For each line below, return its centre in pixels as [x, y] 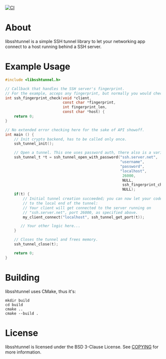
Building [22, 278]
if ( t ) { [22, 194]
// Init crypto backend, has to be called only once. [70, 139]
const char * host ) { [84, 112]
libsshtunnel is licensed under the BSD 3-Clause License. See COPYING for [82, 347]
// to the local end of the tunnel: [61, 203]
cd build [14, 305]
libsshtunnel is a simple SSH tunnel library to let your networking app [75, 41]
